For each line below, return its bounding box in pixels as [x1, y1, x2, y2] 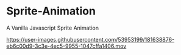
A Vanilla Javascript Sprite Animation [6, 24, 99, 31]
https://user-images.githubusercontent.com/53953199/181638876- [6, 36, 175, 43]
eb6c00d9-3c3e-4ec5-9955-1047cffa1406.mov [6, 42, 127, 50]
